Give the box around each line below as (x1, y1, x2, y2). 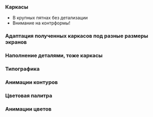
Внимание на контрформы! (12, 20, 70, 26)
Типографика (5, 66, 40, 73)
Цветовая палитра (5, 92, 52, 99)
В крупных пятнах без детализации (12, 15, 88, 21)
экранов (5, 39, 27, 46)
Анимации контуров (5, 79, 58, 86)
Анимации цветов (5, 106, 51, 113)
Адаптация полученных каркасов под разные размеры (5, 32, 148, 39)
